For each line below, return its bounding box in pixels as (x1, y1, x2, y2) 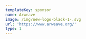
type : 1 (5, 26, 22, 31)
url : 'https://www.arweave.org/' (5, 21, 77, 27)
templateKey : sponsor (5, 7, 52, 13)
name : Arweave (5, 12, 36, 17)
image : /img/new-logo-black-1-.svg (5, 17, 81, 22)
